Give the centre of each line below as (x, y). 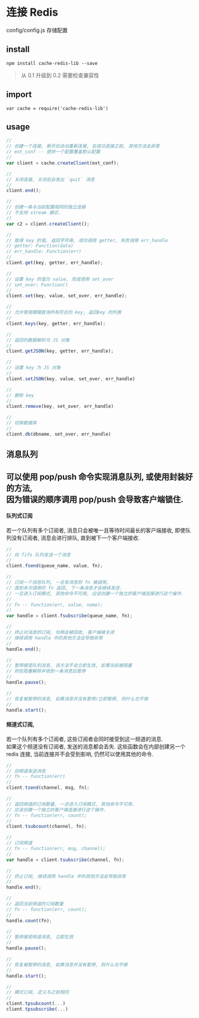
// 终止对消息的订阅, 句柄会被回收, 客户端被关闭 (60, 632)
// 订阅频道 (19, 843)
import (19, 95)
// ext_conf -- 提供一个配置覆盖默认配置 (53, 152)
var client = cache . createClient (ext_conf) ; (63, 163)
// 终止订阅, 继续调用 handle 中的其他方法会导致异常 (66, 876)
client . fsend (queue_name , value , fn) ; (55, 566)
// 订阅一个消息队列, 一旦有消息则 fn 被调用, (58, 582)
